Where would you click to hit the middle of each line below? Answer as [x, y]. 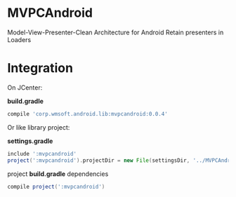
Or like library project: [39, 127]
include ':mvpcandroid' [42, 154]
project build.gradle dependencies [58, 174]
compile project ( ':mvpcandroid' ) [56, 186]
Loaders [19, 39]
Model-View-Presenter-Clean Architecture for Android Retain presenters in [116, 32]
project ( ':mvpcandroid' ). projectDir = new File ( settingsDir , [99, 160]
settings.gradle [30, 141]
